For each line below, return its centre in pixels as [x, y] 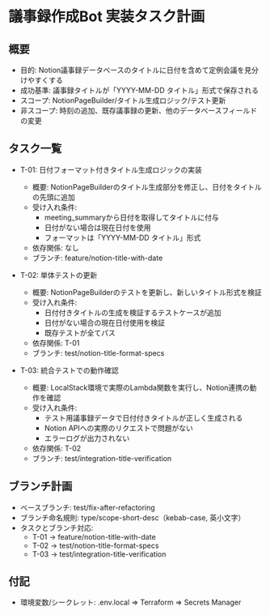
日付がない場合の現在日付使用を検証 [105, 322]
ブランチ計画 [40, 487]
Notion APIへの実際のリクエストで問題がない [119, 428]
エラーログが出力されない [87, 438]
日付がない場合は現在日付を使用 [97, 227]
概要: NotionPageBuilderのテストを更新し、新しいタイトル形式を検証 [147, 292]
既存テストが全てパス [80, 332]
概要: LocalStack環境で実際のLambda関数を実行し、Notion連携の [141, 387]
